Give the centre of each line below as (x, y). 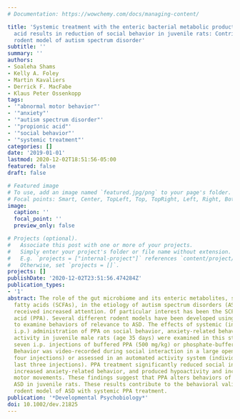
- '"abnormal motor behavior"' (54, 107)
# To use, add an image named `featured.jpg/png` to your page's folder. (120, 192)
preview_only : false (44, 226)
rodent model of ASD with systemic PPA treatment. (91, 391)
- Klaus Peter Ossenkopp (44, 94)
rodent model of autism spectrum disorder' (79, 40)
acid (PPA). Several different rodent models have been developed (115, 318)
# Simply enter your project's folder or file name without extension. (120, 252)
